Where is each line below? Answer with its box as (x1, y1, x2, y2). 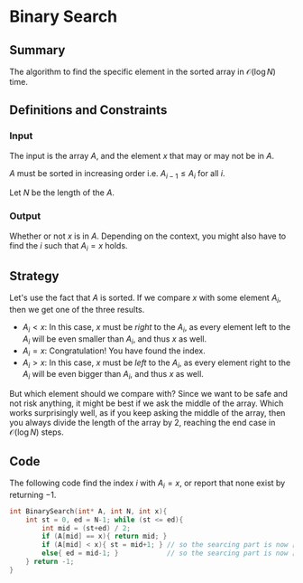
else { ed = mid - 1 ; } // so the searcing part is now (41, 549, 289, 558)
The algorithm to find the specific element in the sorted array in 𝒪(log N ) (9, 66, 277, 77)
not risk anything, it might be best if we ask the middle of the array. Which (9, 398, 284, 409)
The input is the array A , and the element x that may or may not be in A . (9, 150, 275, 161)
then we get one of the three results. (9, 305, 145, 315)
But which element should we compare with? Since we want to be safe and (9, 389, 289, 400)
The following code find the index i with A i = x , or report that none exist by (9, 477, 286, 490)
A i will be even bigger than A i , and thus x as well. (22, 369, 205, 381)
